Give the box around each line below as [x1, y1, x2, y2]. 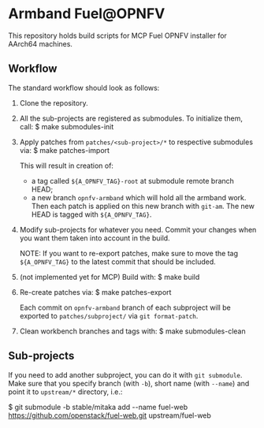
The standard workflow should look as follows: [8, 83, 160, 92]
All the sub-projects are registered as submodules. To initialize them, [19, 114, 243, 123]
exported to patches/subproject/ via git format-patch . [19, 311, 199, 320]
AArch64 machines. [8, 39, 73, 48]
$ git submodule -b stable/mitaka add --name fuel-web [8, 402, 188, 411]
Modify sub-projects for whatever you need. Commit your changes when [19, 225, 257, 234]
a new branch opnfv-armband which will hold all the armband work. [31, 192, 247, 202]
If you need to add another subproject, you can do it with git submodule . [8, 370, 243, 379]
